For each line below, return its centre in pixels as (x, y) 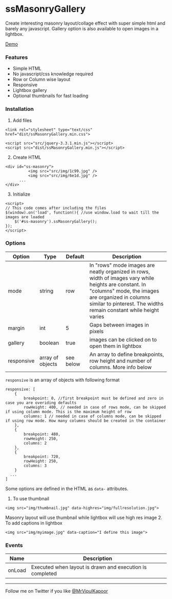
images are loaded (25, 217)
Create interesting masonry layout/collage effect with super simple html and (85, 23)
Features (17, 57)
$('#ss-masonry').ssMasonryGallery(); (56, 221)
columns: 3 (35, 466)
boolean (49, 343)
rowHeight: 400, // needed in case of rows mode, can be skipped (95, 407)
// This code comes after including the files (56, 208)
